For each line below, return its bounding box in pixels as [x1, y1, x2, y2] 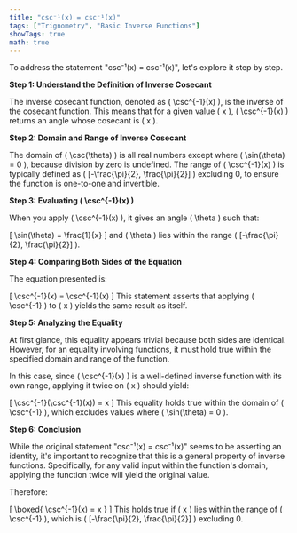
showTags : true [9, 29, 66, 38]
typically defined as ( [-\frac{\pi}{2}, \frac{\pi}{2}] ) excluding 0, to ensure [9, 169, 279, 179]
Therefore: [9, 487, 49, 497]
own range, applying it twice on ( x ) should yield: [9, 380, 190, 391]
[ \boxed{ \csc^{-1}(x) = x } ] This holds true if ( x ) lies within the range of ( [9, 504, 283, 515]
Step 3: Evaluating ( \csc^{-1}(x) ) [9, 195, 135, 206]
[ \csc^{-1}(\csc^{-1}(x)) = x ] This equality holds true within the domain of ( [9, 397, 285, 409]
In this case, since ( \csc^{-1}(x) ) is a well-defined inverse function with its [9, 370, 282, 382]
